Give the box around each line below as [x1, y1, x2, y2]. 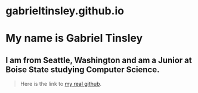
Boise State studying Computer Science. [5, 64, 160, 75]
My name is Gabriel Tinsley [5, 32, 143, 45]
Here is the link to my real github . [20, 80, 102, 88]
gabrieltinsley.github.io [5, 4, 125, 18]
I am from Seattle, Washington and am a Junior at [5, 55, 192, 65]
